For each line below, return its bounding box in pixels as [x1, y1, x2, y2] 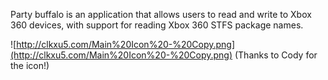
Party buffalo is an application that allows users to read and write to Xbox [10, 9, 312, 20]
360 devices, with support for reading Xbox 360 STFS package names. [10, 19, 304, 31]
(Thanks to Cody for [234, 49, 318, 61]
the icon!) [10, 60, 50, 71]
